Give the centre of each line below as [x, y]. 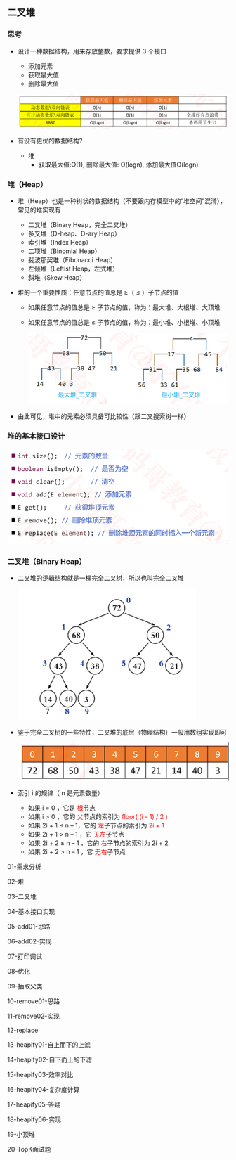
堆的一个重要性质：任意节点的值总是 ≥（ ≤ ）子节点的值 [98, 292]
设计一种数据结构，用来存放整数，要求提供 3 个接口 [92, 51]
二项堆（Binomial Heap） [64, 251]
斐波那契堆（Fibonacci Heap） [72, 260]
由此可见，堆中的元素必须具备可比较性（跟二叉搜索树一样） [104, 416]
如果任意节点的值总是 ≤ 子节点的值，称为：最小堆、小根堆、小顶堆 [124, 323]
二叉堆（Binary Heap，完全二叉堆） [80, 225]
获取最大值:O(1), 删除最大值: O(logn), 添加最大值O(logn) [118, 165]
